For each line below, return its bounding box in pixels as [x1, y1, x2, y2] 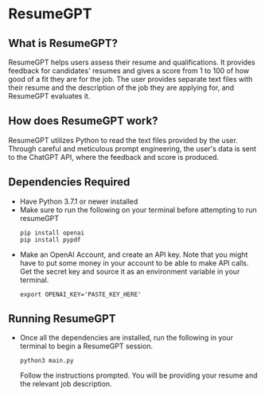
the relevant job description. [19, 379, 113, 389]
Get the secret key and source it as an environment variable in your [19, 266, 240, 276]
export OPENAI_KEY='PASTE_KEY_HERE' [19, 290, 142, 298]
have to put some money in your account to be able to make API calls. [19, 258, 249, 267]
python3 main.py [19, 357, 74, 365]
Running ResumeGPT [8, 312, 116, 326]
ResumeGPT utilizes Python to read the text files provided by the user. [8, 135, 239, 145]
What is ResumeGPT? [8, 37, 118, 50]
